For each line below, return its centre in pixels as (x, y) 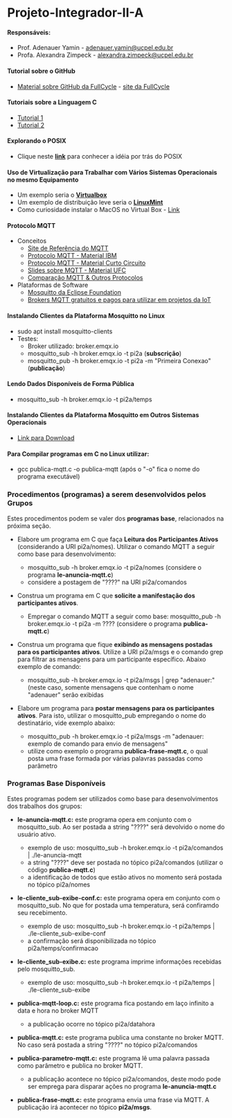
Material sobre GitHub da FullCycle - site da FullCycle (93, 86)
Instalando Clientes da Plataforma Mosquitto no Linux (86, 316)
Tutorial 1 (30, 117)
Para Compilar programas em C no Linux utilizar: (78, 454)
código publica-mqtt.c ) (61, 870)
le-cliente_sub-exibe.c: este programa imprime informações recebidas (119, 961)
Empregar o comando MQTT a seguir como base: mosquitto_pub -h (124, 616)
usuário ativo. (37, 834)
